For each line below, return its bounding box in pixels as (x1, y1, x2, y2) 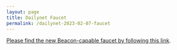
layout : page (6, 9, 40, 15)
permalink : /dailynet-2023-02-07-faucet (6, 20, 111, 26)
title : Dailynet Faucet (6, 15, 67, 21)
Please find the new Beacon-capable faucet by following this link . (6, 37, 171, 45)
